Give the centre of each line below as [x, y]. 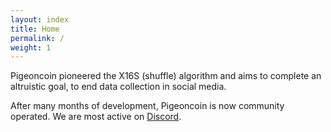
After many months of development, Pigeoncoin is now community [147, 106]
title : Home [35, 29]
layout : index [40, 19]
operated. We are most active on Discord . [96, 117]
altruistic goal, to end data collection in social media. [118, 87]
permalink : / [37, 38]
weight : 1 [31, 47]
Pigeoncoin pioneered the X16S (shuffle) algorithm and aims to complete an [166, 76]
